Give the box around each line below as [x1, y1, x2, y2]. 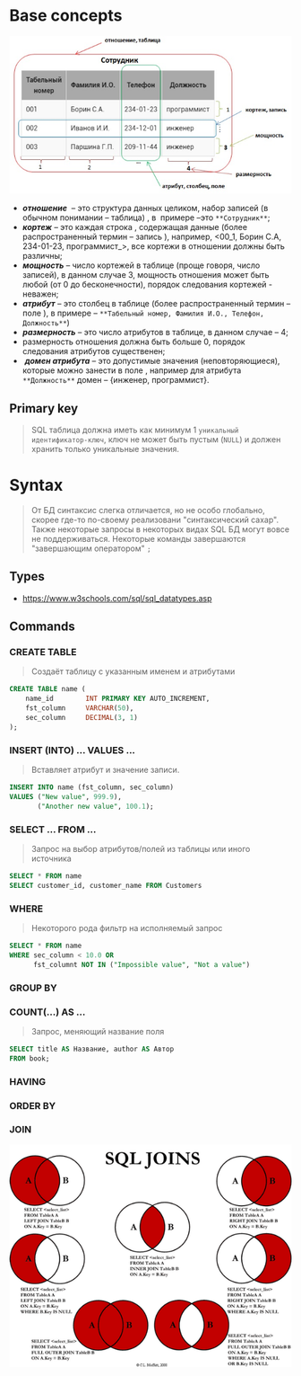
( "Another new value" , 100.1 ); [37, 802, 154, 811]
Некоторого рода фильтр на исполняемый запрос [30, 923, 223, 934]
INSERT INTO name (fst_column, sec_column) [9, 783, 175, 792]
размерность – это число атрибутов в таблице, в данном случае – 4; [21, 327, 288, 338]
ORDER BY [9, 1099, 56, 1112]
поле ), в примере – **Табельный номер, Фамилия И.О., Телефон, [21, 307, 264, 319]
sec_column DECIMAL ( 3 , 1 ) [25, 714, 139, 723]
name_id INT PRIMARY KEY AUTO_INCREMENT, [25, 694, 211, 704]
